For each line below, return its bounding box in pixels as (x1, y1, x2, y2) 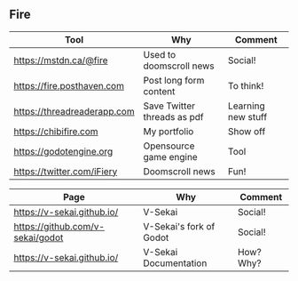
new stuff (227, 110, 268, 123)
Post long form (143, 74, 205, 86)
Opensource (143, 140, 195, 152)
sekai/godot (13, 231, 64, 244)
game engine (143, 150, 198, 163)
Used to (143, 48, 176, 60)
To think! (227, 79, 264, 92)
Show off (227, 124, 266, 137)
